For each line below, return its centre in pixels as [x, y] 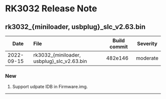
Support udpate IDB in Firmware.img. [50, 87]
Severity [147, 44]
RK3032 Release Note [51, 9]
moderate [147, 58]
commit [119, 47]
